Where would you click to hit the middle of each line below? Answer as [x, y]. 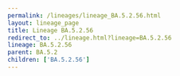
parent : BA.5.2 [33, 52]
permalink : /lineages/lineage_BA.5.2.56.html [84, 15]
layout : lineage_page [43, 23]
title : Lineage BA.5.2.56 [50, 30]
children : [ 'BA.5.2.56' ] [49, 60]
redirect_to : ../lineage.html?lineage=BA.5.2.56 [90, 38]
